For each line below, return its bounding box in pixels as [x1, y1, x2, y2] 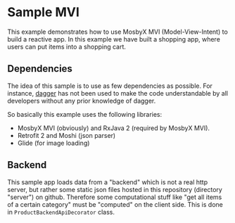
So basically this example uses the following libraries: [7, 110, 163, 118]
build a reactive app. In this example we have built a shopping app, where [7, 34, 220, 43]
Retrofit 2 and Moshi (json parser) [17, 131, 116, 139]
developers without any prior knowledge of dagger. [7, 96, 156, 105]
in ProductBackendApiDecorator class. [7, 208, 115, 216]
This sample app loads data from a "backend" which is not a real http [7, 177, 208, 186]
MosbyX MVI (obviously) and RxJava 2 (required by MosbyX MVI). [17, 124, 210, 132]
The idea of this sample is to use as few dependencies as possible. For [7, 82, 213, 90]
